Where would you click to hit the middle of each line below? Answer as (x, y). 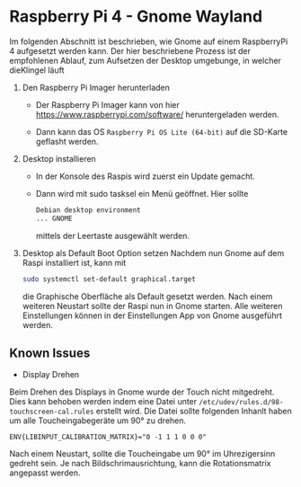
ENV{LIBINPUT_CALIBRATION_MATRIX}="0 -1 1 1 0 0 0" (108, 438)
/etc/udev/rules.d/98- (241, 403)
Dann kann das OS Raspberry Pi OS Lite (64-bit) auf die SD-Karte (162, 131)
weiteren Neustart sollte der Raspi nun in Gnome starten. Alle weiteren (152, 305)
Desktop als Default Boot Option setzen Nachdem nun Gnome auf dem (153, 252)
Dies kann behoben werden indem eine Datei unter (103, 402)
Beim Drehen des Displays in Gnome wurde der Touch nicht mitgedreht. (142, 392)
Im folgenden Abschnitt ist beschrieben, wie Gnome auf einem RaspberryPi (149, 41)
